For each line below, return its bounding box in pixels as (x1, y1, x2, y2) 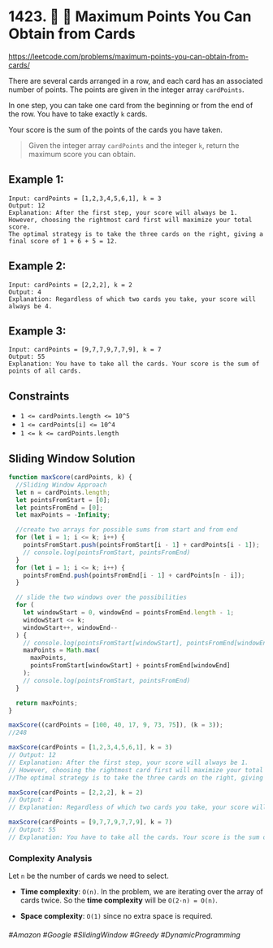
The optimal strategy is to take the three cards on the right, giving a (8, 229, 264, 238)
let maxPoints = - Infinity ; (15, 511, 111, 519)
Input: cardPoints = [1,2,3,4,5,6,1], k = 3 (8, 194, 162, 203)
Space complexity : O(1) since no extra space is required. (19, 911, 213, 921)
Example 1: (8, 173, 64, 186)
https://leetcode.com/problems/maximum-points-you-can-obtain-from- (8, 51, 249, 61)
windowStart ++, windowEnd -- (23, 623, 118, 631)
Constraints (8, 389, 70, 403)
